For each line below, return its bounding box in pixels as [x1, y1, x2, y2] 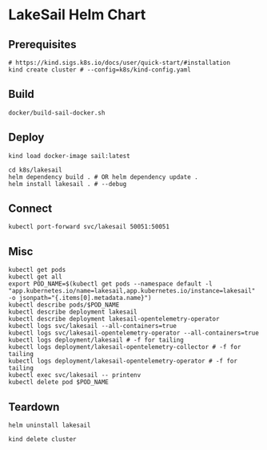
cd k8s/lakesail [8, 166, 62, 174]
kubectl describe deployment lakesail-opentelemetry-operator [8, 315, 220, 323]
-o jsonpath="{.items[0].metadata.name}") [8, 294, 152, 302]
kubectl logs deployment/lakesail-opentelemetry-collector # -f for [8, 343, 241, 351]
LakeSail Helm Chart [8, 6, 146, 24]
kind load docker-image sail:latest [8, 152, 130, 160]
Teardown [8, 399, 60, 414]
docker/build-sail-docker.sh [8, 108, 106, 117]
